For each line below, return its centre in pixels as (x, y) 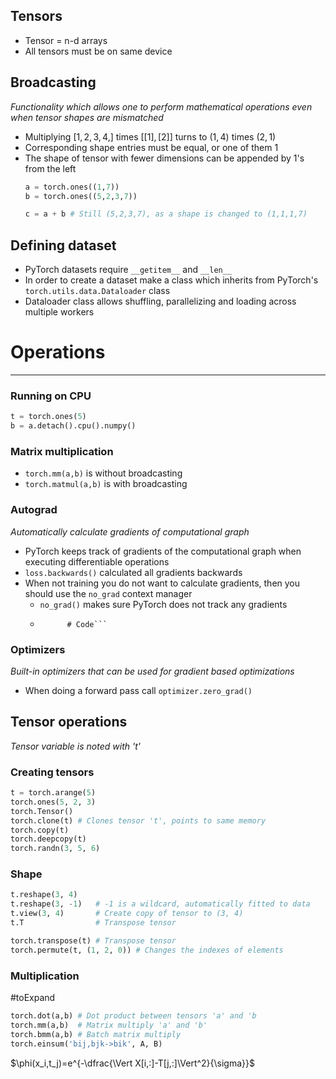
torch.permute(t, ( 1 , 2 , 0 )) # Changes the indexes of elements (147, 950)
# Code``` (87, 624)
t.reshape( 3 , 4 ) (44, 895)
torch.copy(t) (40, 830)
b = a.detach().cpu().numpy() (73, 426)
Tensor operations (69, 722)
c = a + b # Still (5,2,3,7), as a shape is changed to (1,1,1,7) (166, 214)
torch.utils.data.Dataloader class (97, 291)
